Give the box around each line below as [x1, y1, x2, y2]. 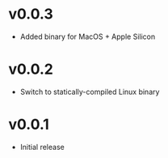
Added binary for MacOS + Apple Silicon [19, 32, 156, 41]
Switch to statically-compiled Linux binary [19, 87, 160, 96]
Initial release [19, 142, 65, 152]
